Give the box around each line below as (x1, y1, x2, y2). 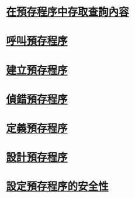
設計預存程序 (6, 151, 68, 165)
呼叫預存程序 (6, 35, 68, 48)
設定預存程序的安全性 (6, 180, 109, 193)
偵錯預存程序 (6, 92, 68, 106)
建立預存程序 (6, 63, 68, 77)
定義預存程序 (6, 122, 68, 135)
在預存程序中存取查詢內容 (6, 5, 130, 19)
